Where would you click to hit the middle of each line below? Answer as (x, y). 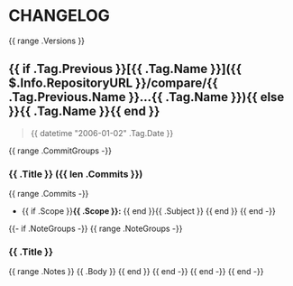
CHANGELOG (59, 16)
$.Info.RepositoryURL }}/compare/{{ (113, 83)
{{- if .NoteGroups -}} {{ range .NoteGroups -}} (96, 229)
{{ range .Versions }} (47, 41)
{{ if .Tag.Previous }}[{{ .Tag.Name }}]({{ (125, 69)
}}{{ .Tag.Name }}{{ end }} (84, 111)
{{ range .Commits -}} (49, 194)
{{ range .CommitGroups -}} (60, 151)
